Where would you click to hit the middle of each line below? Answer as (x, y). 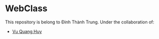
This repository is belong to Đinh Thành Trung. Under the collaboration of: (80, 22)
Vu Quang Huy (27, 31)
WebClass (26, 9)
